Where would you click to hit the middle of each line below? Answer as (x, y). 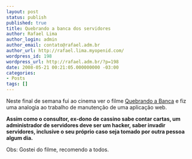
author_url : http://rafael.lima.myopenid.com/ (65, 51)
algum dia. (19, 138)
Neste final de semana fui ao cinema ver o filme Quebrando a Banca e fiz (96, 101)
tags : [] (17, 84)
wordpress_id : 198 (29, 56)
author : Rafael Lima (32, 34)
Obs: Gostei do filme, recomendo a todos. (58, 149)
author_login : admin (32, 39)
